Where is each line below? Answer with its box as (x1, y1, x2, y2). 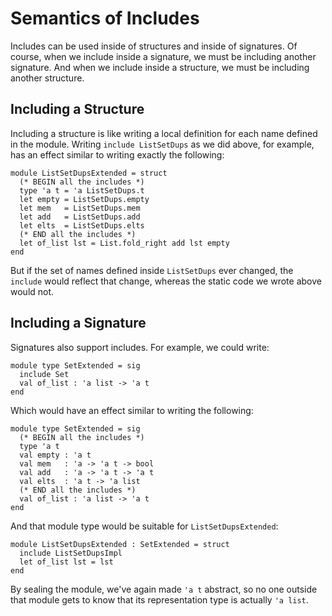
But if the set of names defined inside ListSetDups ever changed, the (10, 264, 294, 276)
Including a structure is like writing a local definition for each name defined (10, 127, 318, 139)
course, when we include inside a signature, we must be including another (10, 50, 317, 62)
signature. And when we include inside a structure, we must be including (10, 61, 310, 73)
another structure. (10, 72, 85, 84)
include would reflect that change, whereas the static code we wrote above (10, 275, 322, 287)
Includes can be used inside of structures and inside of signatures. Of (10, 40, 298, 52)
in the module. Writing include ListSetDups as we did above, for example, (10, 138, 315, 150)
